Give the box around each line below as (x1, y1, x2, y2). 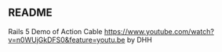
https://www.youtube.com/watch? (104, 26, 214, 36)
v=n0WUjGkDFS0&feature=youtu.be (8, 35, 126, 44)
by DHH (126, 35, 153, 44)
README (8, 6, 53, 19)
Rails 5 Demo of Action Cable (8, 26, 103, 36)
